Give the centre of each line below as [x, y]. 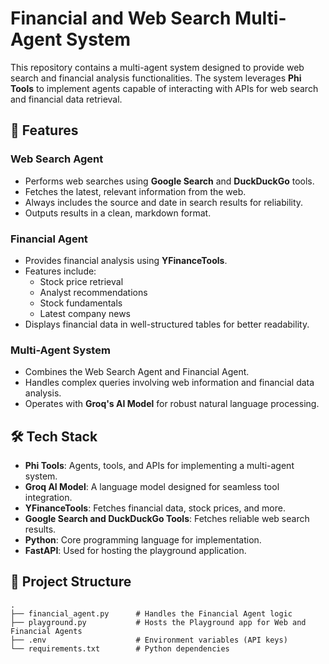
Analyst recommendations [93, 292]
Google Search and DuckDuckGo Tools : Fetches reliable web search [167, 519]
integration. [48, 498]
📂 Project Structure [71, 582]
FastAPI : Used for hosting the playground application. [135, 551]
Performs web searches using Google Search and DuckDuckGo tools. [169, 181]
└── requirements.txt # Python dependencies [120, 648]
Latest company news [85, 313]
